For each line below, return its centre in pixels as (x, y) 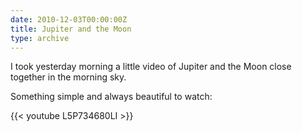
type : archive (40, 38)
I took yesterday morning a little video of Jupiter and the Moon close (151, 67)
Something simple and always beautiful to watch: (111, 97)
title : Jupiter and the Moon (71, 29)
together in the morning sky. (68, 77)
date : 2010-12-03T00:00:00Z (69, 19)
